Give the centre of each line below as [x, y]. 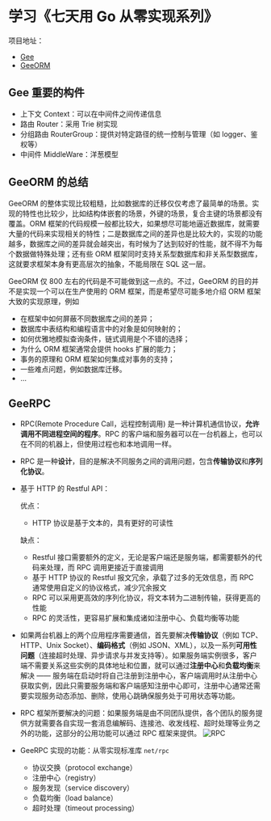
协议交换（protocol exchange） [84, 768]
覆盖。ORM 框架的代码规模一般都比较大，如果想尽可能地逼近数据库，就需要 [134, 223]
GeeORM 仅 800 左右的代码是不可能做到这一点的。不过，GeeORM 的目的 [130, 281]
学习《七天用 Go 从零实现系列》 [113, 17]
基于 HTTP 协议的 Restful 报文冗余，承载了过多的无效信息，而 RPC [143, 578]
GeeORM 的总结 [48, 182]
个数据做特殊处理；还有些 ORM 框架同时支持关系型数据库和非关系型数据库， [135, 254]
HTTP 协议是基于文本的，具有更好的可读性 [102, 523]
